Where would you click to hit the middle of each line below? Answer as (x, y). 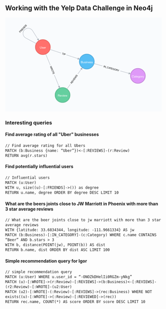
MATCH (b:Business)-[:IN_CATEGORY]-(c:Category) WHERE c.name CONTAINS (81, 235)
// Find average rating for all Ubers (45, 146)
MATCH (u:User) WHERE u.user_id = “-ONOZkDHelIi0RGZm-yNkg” (69, 277)
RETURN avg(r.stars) (27, 155)
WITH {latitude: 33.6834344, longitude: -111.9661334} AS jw (70, 230)
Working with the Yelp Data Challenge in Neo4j (79, 8)
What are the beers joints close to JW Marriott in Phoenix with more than (82, 204)
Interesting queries (29, 122)
